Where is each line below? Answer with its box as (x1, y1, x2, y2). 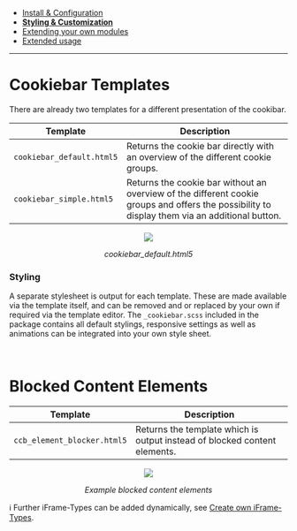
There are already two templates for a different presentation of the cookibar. (9, 103, 287, 114)
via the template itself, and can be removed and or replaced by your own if (9, 300, 280, 311)
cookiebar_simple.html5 (13, 193, 114, 204)
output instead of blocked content (135, 435, 277, 447)
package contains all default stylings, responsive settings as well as (9, 319, 256, 330)
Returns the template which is (135, 423, 259, 436)
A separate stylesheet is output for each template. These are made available (9, 291, 287, 301)
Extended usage (21, 35, 82, 46)
